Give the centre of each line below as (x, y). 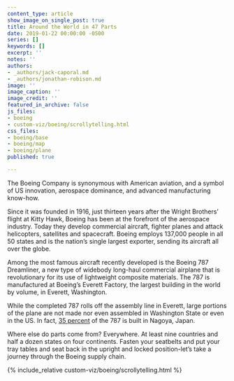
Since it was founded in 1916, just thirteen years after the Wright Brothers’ (113, 212)
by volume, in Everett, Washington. (57, 292)
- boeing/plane (29, 151)
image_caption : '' (34, 92)
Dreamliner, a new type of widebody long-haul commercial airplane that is (114, 270)
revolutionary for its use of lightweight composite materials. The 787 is (109, 277)
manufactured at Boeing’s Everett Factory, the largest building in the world (114, 284)
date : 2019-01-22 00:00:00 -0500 (56, 33)
